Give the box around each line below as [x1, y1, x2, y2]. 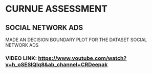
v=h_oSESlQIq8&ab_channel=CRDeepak [5, 61, 108, 68]
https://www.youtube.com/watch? [38, 54, 127, 61]
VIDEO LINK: [5, 54, 37, 61]
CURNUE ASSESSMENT [5, 3, 108, 15]
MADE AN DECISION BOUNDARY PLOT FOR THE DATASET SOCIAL [5, 36, 147, 43]
